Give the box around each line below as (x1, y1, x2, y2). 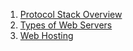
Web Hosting (19, 30, 74, 41)
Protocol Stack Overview (19, 9, 123, 20)
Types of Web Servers (19, 19, 113, 31)
